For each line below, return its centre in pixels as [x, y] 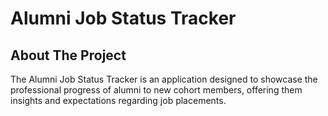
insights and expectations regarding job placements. [118, 100]
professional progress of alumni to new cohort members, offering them [156, 90]
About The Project [68, 55]
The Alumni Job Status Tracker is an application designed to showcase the [164, 79]
